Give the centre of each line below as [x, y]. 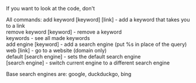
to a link [16, 26]
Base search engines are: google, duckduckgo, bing [69, 74]
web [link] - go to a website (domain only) [56, 50]
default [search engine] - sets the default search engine [73, 57]
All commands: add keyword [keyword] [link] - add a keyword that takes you [98, 19]
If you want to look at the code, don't [51, 8]
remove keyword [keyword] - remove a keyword [64, 32]
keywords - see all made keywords [48, 38]
